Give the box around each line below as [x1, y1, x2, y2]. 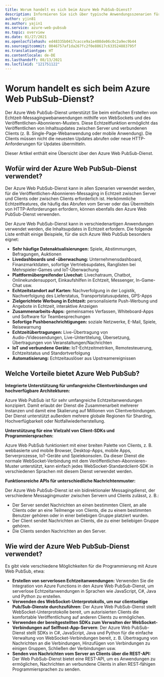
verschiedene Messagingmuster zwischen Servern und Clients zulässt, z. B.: [5, 492, 159, 498]
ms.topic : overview [5, 30, 45, 35]
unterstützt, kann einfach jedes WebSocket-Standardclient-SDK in [20, 463, 154, 469]
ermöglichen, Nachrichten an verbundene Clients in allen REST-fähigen [12, 661, 156, 667]
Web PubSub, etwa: [5, 568, 45, 574]
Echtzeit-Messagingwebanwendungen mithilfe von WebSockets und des [5, 115, 151, 121]
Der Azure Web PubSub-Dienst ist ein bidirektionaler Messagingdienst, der [5, 487, 155, 493]
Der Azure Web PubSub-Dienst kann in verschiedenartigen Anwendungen [5, 221, 154, 226]
